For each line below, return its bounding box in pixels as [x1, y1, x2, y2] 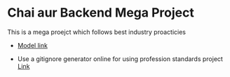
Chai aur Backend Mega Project [7, 5, 194, 21]
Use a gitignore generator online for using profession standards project [17, 54, 223, 63]
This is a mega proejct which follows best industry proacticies [7, 28, 186, 36]
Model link [17, 41, 48, 49]
